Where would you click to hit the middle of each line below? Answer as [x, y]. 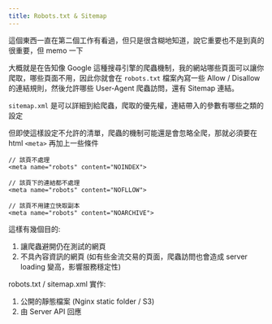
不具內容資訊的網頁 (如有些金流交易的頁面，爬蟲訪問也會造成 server [134, 256]
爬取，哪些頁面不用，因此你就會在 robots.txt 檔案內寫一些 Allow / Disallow [134, 77]
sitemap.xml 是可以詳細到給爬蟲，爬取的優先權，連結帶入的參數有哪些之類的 [136, 105]
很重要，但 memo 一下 [46, 50]
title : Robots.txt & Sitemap [58, 16]
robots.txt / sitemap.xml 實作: [57, 284]
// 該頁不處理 [29, 160]
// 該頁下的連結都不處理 [44, 183]
